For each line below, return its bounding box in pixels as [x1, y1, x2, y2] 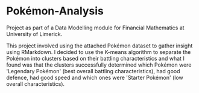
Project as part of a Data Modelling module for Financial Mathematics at [6, 24, 185, 31]
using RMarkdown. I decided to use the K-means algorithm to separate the [6, 48, 191, 55]
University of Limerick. [6, 30, 63, 37]
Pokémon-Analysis [6, 4, 104, 18]
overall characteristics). [6, 80, 65, 88]
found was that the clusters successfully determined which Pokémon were [6, 61, 192, 68]
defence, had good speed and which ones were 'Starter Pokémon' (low [6, 74, 183, 81]
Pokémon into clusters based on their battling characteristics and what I [6, 55, 185, 62]
